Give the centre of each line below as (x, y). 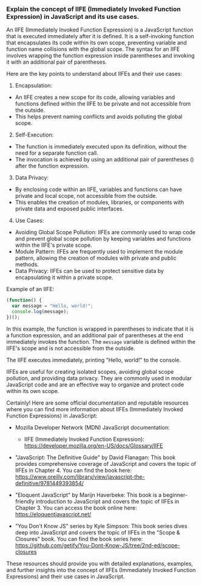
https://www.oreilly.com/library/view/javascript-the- (80, 477)
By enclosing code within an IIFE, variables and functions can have (99, 189)
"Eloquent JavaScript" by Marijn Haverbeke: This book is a (88, 495)
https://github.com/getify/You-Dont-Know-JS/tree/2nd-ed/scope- (97, 545)
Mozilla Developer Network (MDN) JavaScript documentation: (92, 427)
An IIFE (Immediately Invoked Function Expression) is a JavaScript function (100, 30)
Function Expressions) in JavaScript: (52, 416)
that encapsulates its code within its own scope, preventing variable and (96, 43)
